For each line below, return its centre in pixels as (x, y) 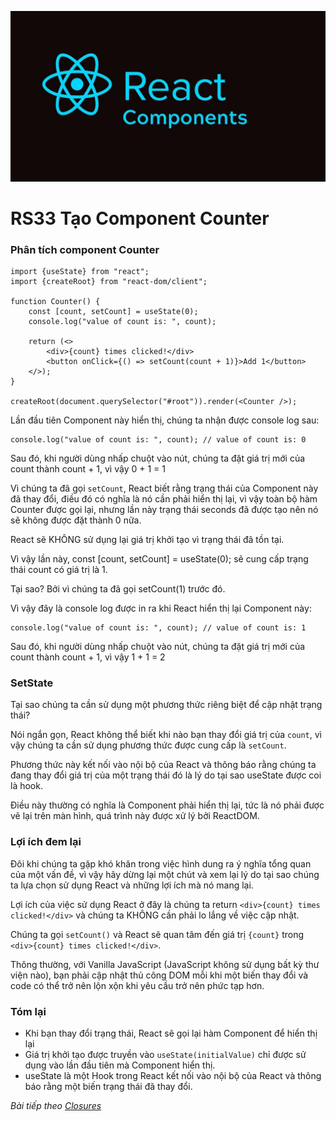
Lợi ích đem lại (46, 842)
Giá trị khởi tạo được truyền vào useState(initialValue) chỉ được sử (165, 1055)
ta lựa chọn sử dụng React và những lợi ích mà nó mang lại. (132, 885)
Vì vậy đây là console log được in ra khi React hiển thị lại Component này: (161, 608)
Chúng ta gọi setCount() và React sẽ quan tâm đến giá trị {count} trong (157, 934)
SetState (32, 683)
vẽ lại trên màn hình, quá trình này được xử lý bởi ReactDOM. (135, 816)
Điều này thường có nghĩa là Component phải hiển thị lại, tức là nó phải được (167, 805)
